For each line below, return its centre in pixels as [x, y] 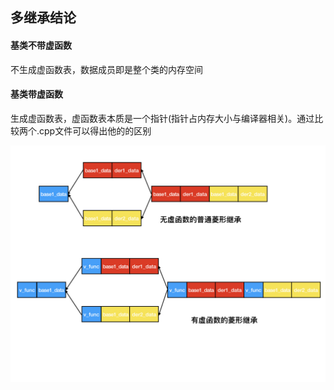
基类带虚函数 [36, 94]
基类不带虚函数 [41, 45]
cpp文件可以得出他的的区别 [95, 130]
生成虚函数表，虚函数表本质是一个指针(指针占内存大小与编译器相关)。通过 [162, 118]
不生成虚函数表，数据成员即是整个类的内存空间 [106, 69]
